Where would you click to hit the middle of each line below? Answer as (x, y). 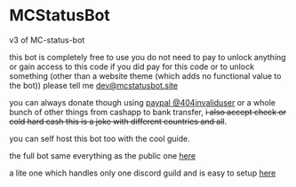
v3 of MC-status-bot (47, 40)
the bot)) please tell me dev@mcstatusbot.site (94, 85)
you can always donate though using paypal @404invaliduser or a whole (142, 102)
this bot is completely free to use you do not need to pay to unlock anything (148, 57)
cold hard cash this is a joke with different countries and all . (118, 121)
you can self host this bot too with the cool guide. (100, 138)
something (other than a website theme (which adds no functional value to (145, 75)
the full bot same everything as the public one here (103, 155)
